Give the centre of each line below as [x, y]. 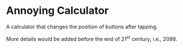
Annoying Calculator [57, 11]
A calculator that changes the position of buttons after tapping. [82, 27]
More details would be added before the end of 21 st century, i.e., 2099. [92, 38]
